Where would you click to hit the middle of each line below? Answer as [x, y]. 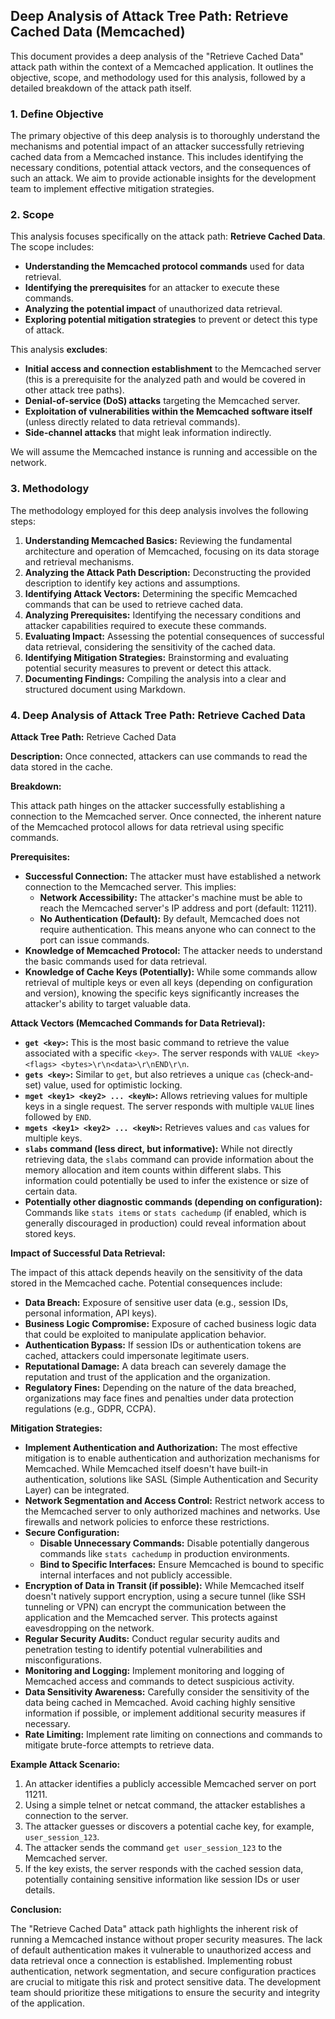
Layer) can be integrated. [77, 1490]
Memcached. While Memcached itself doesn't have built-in [146, 1468]
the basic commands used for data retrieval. [116, 961]
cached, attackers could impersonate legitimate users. [137, 1355]
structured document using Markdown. [105, 689]
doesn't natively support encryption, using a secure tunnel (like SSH [165, 1596]
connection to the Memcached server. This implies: [130, 887]
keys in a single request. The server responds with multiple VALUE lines [169, 1106]
